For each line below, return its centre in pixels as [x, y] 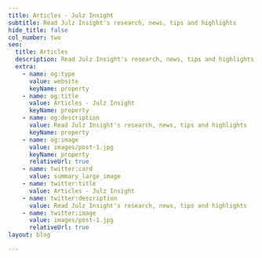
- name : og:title [51, 96]
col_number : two [35, 37]
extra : [26, 67]
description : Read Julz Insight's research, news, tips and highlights [135, 60]
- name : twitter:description [70, 198]
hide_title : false [38, 30]
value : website [54, 81]
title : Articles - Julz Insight [61, 15]
